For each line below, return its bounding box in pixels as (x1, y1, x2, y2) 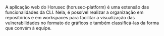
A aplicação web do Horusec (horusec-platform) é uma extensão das (5, 4, 149, 10)
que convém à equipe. (5, 25, 52, 31)
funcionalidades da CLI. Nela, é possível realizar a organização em (5, 9, 144, 15)
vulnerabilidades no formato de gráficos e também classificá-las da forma (5, 20, 159, 26)
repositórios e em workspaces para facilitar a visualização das (5, 15, 135, 20)
